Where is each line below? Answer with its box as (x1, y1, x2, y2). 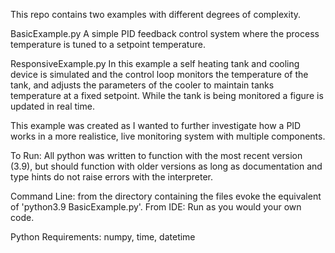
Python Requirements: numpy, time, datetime (10, 231, 196, 243)
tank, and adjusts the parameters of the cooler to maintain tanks (10, 79, 275, 91)
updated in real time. (10, 100, 95, 112)
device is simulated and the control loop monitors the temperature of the (10, 69, 309, 80)
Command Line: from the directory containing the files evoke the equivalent (10, 190, 322, 202)
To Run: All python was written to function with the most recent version (10, 150, 303, 161)
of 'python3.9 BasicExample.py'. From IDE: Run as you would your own (10, 201, 302, 213)
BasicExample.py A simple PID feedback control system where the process (10, 28, 320, 39)
